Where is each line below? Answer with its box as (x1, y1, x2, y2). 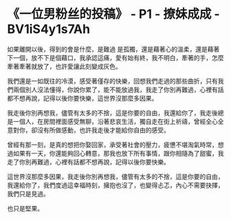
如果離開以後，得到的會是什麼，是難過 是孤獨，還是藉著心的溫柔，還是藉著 (7, 45, 220, 53)
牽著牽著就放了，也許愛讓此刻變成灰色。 (7, 62, 122, 70)
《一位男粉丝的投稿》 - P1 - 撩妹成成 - (7, 6, 220, 22)
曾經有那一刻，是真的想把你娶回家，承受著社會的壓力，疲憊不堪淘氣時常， (7, 140, 218, 149)
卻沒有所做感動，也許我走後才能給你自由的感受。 (30, 125, 170, 134)
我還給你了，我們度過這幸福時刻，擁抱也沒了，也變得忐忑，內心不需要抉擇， (7, 180, 224, 189)
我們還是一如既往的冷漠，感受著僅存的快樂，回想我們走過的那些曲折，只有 (7, 76, 218, 85)
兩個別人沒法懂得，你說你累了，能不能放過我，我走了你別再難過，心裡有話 (12, 85, 224, 94)
